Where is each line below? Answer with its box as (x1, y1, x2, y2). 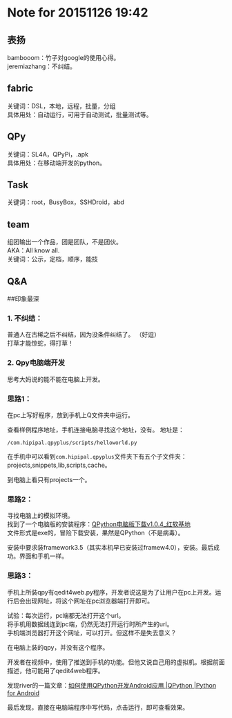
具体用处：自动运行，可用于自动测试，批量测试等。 (7, 110, 153, 119)
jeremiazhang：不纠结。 (7, 62, 76, 70)
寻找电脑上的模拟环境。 (7, 512, 74, 520)
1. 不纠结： (7, 313, 43, 323)
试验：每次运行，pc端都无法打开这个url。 (7, 611, 125, 619)
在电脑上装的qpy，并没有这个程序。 (7, 643, 109, 651)
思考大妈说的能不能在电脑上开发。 (7, 375, 104, 383)
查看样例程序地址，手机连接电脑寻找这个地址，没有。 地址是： (7, 426, 184, 434)
